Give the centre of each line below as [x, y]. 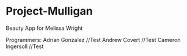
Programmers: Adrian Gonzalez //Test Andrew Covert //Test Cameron [93, 40]
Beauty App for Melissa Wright [44, 28]
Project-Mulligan [49, 11]
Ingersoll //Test [25, 46]
